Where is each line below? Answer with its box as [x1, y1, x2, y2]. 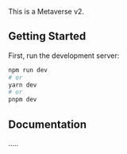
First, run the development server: [8, 51, 120, 60]
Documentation [8, 117, 87, 131]
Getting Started [8, 29, 87, 43]
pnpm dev [8, 95, 37, 104]
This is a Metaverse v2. [8, 7, 85, 16]
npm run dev [8, 66, 48, 74]
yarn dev [8, 81, 37, 89]
